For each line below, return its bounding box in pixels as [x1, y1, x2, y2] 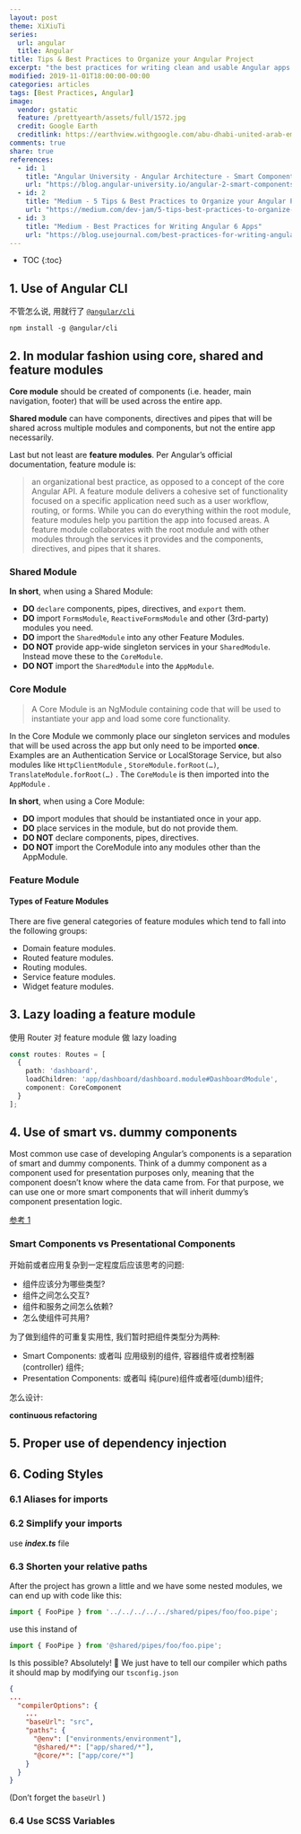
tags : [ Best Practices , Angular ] [9, 88, 134, 97]
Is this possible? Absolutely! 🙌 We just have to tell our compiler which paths [9, 1657, 288, 1668]
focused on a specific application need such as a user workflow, [30, 496, 270, 506]
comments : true [9, 138, 66, 147]
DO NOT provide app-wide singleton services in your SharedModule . [21, 641, 271, 652]
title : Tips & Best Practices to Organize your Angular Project [9, 55, 254, 64]
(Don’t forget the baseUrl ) [9, 1793, 106, 1803]
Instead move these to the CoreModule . [21, 651, 164, 662]
